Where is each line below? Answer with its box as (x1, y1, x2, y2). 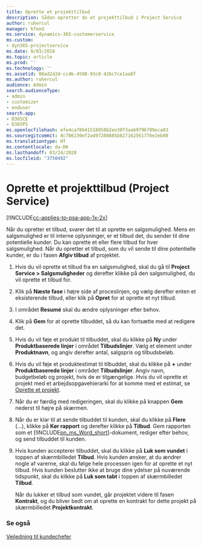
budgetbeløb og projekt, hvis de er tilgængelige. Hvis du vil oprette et (14, 373, 188, 381)
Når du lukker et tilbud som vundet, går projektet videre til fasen (14, 491, 174, 498)
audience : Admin (6, 82, 47, 88)
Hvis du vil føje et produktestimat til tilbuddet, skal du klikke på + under (14, 361, 192, 368)
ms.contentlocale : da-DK (6, 143, 69, 150)
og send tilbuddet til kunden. (14, 435, 86, 442)
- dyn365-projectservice (6, 43, 69, 49)
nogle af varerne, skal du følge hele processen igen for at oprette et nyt (14, 460, 193, 467)
